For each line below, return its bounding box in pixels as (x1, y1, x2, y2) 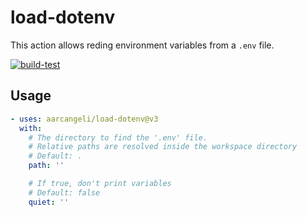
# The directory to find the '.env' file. (28, 132, 208, 143)
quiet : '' (28, 197, 70, 207)
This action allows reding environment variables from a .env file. (10, 39, 275, 51)
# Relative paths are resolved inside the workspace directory (28, 142, 298, 152)
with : (19, 123, 43, 133)
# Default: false (28, 187, 101, 198)
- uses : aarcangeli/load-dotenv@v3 (10, 114, 159, 124)
